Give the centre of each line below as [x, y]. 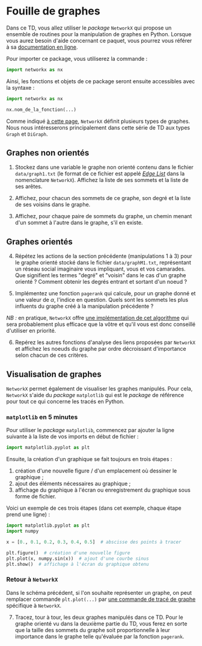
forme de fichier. [35, 497]
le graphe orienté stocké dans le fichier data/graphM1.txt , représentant [103, 263]
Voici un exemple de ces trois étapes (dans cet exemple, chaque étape [94, 508]
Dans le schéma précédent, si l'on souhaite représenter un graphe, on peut [99, 592]
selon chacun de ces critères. [52, 355]
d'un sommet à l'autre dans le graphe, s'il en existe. [79, 223]
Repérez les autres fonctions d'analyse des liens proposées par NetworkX [105, 342]
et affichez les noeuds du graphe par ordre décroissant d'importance [100, 349]
